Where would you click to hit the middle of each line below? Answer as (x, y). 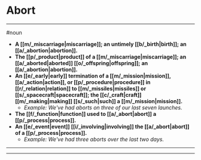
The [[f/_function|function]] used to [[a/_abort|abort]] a (86, 113)
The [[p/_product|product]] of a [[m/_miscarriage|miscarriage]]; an (100, 57)
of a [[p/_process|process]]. (51, 133)
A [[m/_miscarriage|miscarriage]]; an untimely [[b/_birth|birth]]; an (100, 44)
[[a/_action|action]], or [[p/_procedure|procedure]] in (83, 82)
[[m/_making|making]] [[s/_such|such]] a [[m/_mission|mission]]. (99, 101)
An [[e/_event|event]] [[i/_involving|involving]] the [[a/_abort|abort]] (102, 127)
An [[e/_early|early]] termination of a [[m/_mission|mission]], (93, 76)
